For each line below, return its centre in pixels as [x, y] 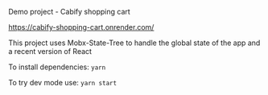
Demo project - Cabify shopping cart [69, 12]
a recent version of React [50, 51]
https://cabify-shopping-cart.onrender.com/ [81, 27]
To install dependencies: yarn [57, 67]
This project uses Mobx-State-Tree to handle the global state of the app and [134, 43]
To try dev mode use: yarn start [63, 83]
